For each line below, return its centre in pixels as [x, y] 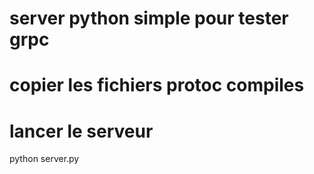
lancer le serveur [81, 131]
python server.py [44, 159]
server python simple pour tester [149, 18]
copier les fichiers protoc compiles [157, 85]
